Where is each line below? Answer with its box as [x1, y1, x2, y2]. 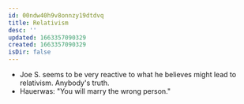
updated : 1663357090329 [8, 33, 87, 42]
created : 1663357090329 [8, 41, 87, 49]
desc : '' [8, 26, 37, 34]
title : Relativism [8, 19, 69, 27]
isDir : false [8, 48, 51, 56]
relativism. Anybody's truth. [19, 78, 110, 87]
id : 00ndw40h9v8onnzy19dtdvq [8, 11, 104, 20]
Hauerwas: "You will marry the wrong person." [19, 87, 171, 95]
